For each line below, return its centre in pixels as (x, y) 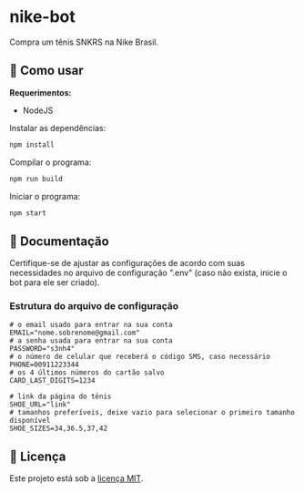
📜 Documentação (59, 241)
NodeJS (38, 110)
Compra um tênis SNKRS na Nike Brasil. (84, 42)
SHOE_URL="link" (40, 405)
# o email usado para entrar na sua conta (91, 325)
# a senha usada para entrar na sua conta (91, 341)
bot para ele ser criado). (55, 282)
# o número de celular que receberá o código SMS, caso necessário (140, 357)
